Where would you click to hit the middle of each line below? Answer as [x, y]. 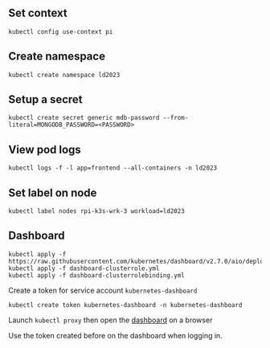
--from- [176, 118]
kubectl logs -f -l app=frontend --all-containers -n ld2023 [113, 168]
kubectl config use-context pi [61, 31]
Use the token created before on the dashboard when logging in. [115, 335]
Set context [38, 13]
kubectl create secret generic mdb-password [84, 118]
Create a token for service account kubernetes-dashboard [103, 290]
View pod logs [45, 149]
